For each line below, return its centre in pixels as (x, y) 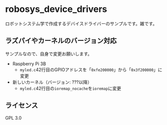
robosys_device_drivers (56, 9)
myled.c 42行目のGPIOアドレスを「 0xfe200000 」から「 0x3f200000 (87, 69)
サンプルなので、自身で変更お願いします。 (49, 54)
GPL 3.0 (13, 118)
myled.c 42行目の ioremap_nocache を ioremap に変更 (70, 88)
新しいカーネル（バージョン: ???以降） (52, 82)
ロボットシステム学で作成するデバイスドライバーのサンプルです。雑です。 (81, 23)
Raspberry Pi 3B (29, 64)
